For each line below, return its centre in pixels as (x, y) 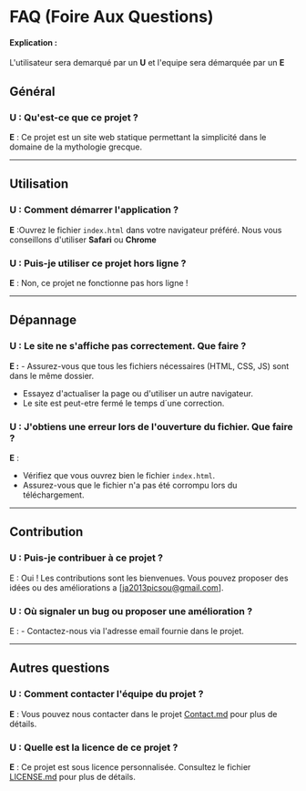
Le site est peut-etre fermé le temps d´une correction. (123, 403)
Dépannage (43, 320)
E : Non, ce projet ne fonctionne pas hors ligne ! (99, 283)
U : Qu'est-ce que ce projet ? (74, 118)
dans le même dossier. (52, 375)
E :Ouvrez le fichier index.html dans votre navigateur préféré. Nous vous (146, 230)
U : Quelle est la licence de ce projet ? (94, 747)
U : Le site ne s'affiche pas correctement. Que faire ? (128, 346)
